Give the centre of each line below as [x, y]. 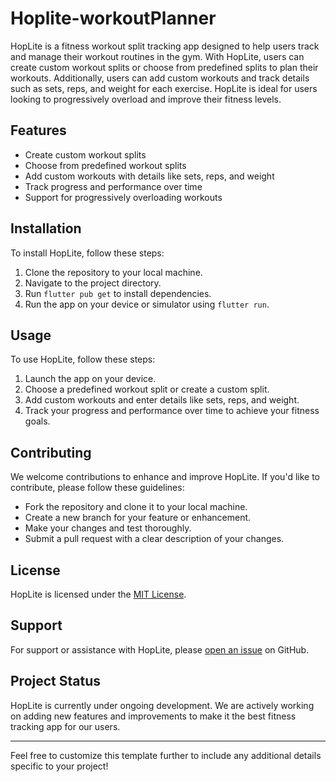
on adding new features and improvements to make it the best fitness [153, 716]
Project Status [56, 681]
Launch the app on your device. [90, 379]
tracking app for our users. [65, 726]
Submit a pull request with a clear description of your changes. [154, 539]
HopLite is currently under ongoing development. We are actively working [162, 705]
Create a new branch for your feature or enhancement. [138, 518]
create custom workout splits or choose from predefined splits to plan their [164, 67]
